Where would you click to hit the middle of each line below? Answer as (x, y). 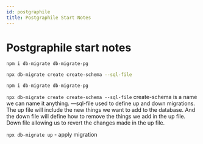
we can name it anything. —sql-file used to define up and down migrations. (101, 103)
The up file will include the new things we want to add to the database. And (101, 110)
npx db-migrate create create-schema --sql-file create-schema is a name (102, 97)
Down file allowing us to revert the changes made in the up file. (86, 123)
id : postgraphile (28, 12)
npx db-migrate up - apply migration (52, 135)
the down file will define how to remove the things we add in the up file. (96, 117)
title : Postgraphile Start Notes (49, 18)
